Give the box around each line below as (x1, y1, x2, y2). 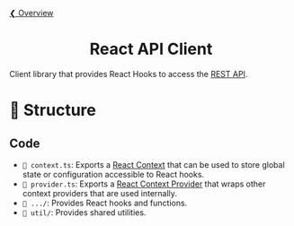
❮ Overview (9, 8, 54, 18)
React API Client (89, 39, 213, 59)
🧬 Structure (9, 100, 96, 120)
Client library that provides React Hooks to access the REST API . (9, 68, 248, 79)
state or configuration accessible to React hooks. (22, 169, 205, 179)
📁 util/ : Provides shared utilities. (22, 206, 147, 218)
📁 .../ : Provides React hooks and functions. (22, 197, 188, 208)
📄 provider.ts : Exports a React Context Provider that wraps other (22, 178, 266, 189)
